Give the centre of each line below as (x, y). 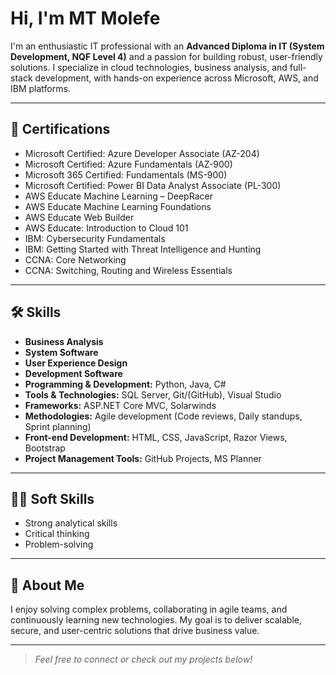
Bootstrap (45, 448)
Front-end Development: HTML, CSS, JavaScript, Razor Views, (156, 437)
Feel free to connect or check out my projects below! (143, 659)
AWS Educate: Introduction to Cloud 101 (106, 228)
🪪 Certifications (60, 129)
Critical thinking (57, 534)
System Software (61, 352)
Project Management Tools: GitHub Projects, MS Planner (143, 458)
